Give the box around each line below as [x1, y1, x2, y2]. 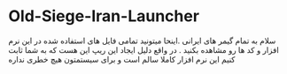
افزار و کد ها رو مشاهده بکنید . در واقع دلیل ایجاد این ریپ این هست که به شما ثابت [8, 44, 280, 55]
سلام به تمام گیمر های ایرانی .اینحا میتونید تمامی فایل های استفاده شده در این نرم [8, 35, 276, 46]
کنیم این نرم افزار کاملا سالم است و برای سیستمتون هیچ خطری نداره [8, 54, 236, 64]
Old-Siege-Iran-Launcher [8, 6, 200, 26]
